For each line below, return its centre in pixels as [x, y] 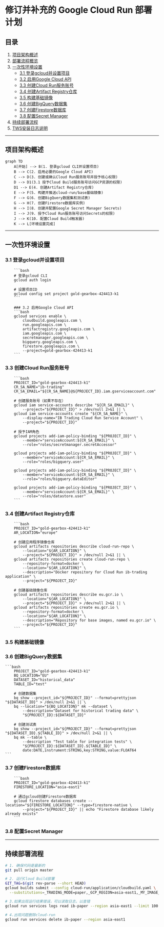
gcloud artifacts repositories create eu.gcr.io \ [66, 608]
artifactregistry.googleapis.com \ [59, 329]
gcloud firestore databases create [50, 801]
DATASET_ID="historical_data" [45, 680]
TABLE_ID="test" [31, 684]
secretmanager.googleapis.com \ [56, 337]
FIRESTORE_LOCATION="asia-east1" [48, 787]
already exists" [21, 814]
